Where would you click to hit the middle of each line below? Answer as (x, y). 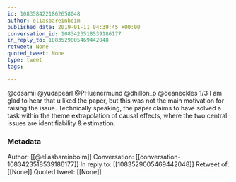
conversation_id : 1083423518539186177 (64, 34)
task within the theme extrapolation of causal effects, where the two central (117, 115)
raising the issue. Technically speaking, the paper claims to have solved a (114, 108)
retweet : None (28, 47)
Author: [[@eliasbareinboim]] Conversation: (71, 157)
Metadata (24, 141)
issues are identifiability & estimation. (61, 123)
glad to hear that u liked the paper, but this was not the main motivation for (116, 101)
